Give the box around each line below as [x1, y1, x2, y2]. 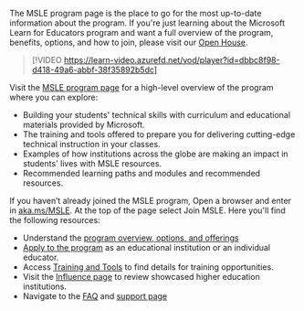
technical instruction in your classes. [22, 139, 162, 149]
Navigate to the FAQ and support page [22, 291, 168, 301]
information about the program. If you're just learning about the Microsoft [9, 17, 286, 28]
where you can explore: [9, 91, 99, 102]
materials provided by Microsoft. [22, 119, 145, 130]
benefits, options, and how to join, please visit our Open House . [9, 37, 248, 48]
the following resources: [9, 215, 100, 225]
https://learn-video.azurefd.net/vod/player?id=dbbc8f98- [63, 55, 280, 65]
